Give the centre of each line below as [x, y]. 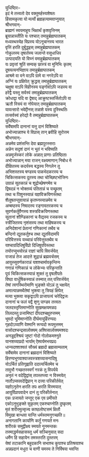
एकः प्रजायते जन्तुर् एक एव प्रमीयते [31, 398]
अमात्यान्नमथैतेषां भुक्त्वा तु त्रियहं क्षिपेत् [34, 291]
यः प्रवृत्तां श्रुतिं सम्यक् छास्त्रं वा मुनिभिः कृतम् [38, 64]
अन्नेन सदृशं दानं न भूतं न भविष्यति [31, 149]
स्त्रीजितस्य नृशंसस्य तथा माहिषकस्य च [35, 223]
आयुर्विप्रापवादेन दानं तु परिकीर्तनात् [31, 392]
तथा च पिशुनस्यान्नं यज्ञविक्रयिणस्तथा [33, 194]
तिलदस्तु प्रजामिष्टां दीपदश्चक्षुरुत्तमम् [33, 313]
